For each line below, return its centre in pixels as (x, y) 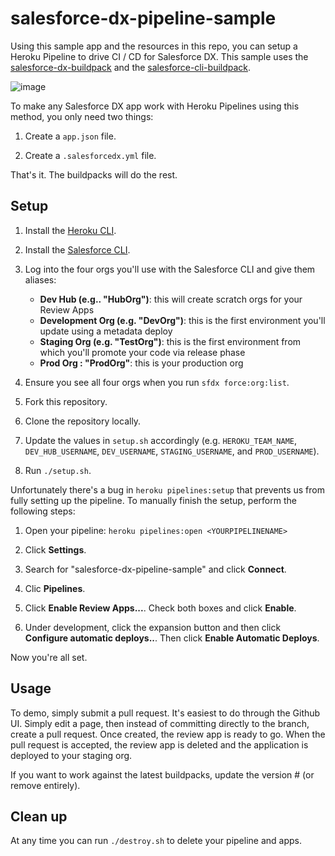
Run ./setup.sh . (58, 470)
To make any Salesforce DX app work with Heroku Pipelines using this (155, 106)
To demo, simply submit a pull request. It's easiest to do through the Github (165, 713)
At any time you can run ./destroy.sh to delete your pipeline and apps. (156, 841)
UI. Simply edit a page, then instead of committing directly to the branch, (160, 723)
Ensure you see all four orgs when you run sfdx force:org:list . (157, 382)
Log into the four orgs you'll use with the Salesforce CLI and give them (170, 269)
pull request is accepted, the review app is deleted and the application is (159, 744)
